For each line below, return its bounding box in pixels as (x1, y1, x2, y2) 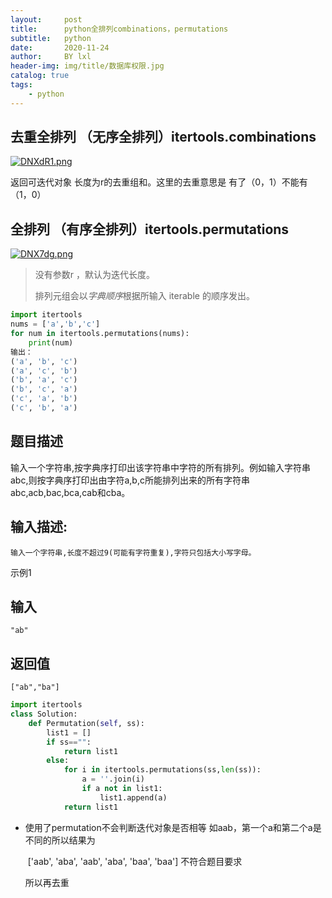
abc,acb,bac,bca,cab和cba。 (10, 486, 131, 498)
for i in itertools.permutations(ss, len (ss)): (63, 765, 262, 775)
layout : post (10, 14, 83, 25)
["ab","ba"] (10, 682, 60, 693)
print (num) (28, 337, 74, 348)
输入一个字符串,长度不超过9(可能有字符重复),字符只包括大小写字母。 (10, 547, 257, 558)
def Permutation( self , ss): (28, 718, 145, 728)
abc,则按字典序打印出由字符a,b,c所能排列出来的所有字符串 (10, 474, 250, 486)
